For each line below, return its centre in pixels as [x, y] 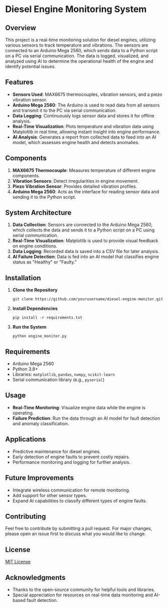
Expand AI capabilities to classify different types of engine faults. [79, 501]
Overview [21, 28]
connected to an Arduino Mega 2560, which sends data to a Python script [81, 50]
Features [19, 82]
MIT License [18, 562]
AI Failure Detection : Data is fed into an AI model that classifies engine [86, 257]
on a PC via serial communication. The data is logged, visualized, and [77, 56]
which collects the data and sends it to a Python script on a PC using [83, 230]
